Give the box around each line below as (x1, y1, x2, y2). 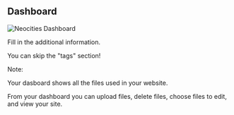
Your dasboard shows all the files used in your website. (7, 79, 168, 87)
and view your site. (7, 100, 63, 108)
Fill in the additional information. (7, 38, 101, 46)
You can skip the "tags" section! (7, 51, 101, 60)
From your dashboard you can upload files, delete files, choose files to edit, (7, 92, 228, 100)
